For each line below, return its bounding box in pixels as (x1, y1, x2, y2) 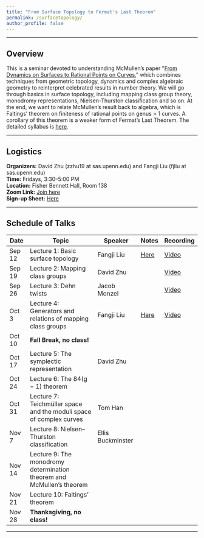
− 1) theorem (30, 382, 68, 391)
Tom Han (97, 403, 123, 412)
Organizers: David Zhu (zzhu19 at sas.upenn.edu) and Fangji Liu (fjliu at (6, 163, 186, 169)
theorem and (30, 473, 67, 481)
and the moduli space (30, 407, 92, 416)
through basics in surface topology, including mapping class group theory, (6, 91, 192, 98)
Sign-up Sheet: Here (6, 195, 59, 202)
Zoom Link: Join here (6, 188, 61, 196)
